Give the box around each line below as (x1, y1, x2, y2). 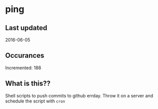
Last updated (5, 24, 48, 32)
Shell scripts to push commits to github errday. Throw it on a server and (5, 92, 153, 98)
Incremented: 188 (5, 64, 42, 71)
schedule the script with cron (5, 98, 65, 104)
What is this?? (5, 79, 51, 88)
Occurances (5, 51, 45, 60)
